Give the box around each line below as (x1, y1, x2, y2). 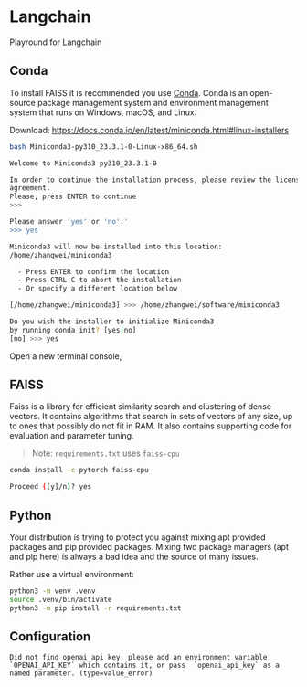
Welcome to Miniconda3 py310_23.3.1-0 (9, 158, 157, 168)
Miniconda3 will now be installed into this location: (9, 242, 223, 251)
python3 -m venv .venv (9, 587, 96, 596)
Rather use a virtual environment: (9, 569, 134, 579)
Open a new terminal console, (9, 350, 122, 362)
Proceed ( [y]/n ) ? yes (9, 482, 92, 491)
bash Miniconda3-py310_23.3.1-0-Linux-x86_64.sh (9, 142, 198, 152)
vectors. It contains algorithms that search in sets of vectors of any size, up (9, 411, 293, 422)
